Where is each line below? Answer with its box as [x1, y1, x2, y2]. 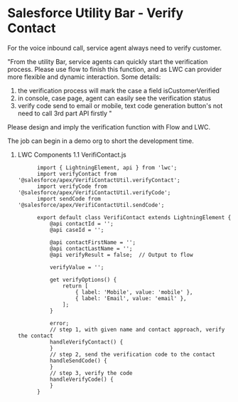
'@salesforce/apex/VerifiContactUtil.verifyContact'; [17, 176, 180, 184]
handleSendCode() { [49, 357, 108, 364]
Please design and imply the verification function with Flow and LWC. [7, 122, 211, 131]
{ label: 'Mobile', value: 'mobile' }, [75, 288, 193, 296]
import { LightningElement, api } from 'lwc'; [36, 164, 178, 171]
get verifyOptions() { [49, 276, 117, 283]
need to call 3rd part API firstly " [17, 109, 112, 117]
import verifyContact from [36, 170, 117, 177]
